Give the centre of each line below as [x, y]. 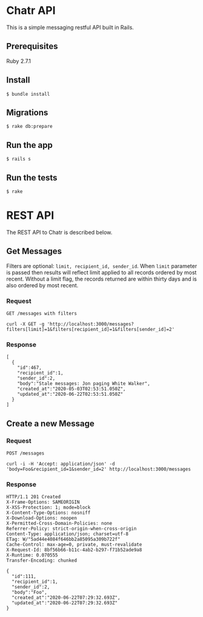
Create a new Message [51, 423]
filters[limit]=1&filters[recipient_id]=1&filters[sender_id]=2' [90, 330]
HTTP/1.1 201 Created [34, 497]
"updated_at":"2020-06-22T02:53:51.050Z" [70, 395]
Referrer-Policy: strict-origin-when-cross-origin [72, 529]
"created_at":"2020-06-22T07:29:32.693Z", [66, 598]
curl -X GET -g [25, 324]
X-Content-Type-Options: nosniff [48, 513]
